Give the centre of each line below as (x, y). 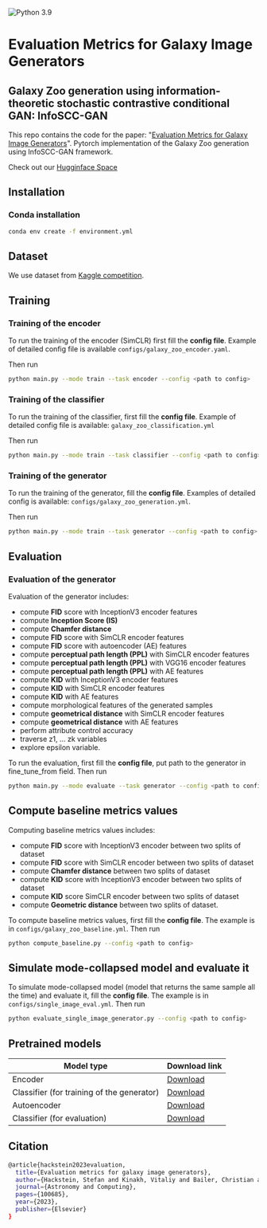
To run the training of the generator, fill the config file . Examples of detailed (132, 493)
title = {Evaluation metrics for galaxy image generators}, (114, 1172)
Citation (29, 1146)
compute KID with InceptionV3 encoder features (99, 679)
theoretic (31, 103)
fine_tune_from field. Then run (58, 771)
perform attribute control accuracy (76, 730)
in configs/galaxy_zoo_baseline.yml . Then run (84, 928)
